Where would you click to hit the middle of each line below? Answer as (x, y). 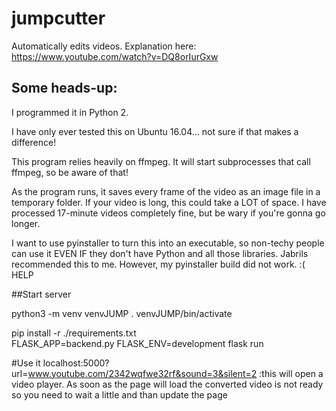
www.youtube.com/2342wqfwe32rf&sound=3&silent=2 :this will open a (175, 373)
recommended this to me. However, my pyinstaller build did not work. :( (158, 264)
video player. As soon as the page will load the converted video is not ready (167, 384)
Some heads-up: (64, 88)
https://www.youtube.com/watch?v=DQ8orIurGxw (115, 56)
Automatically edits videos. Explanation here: (104, 46)
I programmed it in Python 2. (70, 112)
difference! (34, 142)
